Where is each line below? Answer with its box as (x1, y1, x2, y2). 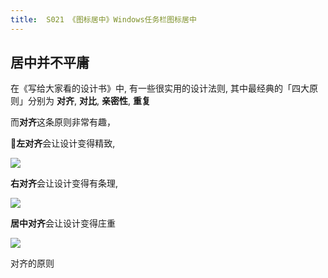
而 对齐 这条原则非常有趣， (10, 116, 116, 128)
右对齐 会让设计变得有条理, (10, 177, 119, 190)
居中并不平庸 (10, 54, 90, 71)
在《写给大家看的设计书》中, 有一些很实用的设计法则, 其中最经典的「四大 (10, 82, 310, 95)
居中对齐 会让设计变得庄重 (10, 217, 116, 230)
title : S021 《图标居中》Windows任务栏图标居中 (10, 14, 197, 25)
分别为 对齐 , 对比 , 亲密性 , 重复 (27, 95, 151, 107)
